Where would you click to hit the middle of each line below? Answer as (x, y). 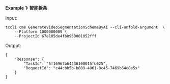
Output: (13, 46)
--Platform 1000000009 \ (41, 32)
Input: (11, 18)
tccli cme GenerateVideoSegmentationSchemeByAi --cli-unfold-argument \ (85, 27)
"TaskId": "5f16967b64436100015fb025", (66, 64)
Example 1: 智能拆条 (26, 8)
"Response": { (29, 59)
